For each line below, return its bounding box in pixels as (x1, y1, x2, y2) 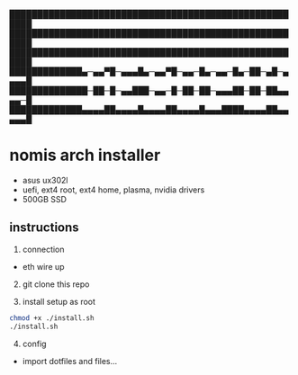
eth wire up (22, 261, 65, 272)
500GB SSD (22, 193, 68, 204)
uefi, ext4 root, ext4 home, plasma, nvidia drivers (22, 184, 205, 195)
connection (22, 244, 65, 254)
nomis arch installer (9, 145, 161, 165)
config (22, 338, 47, 349)
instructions (9, 220, 79, 236)
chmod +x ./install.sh (9, 313, 95, 323)
